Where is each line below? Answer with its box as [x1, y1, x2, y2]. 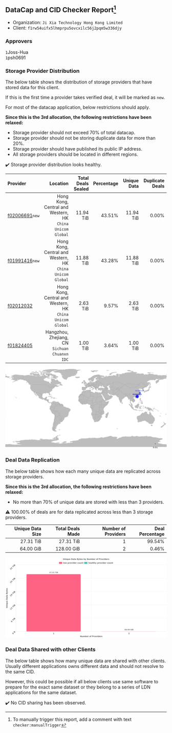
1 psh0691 [5, 55, 26, 61]
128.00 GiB [55, 546, 80, 552]
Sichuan [52, 346, 69, 351]
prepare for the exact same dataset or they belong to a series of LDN [5, 684, 151, 690]
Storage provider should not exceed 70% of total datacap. [12, 130, 136, 136]
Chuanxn [52, 351, 69, 357]
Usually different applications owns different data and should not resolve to [5, 663, 164, 669]
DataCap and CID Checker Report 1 [5, 4, 116, 14]
